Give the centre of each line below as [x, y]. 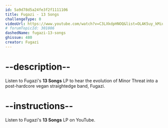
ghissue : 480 [19, 38]
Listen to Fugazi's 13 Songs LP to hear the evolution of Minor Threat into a [81, 81]
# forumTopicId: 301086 [30, 28]
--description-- [38, 66]
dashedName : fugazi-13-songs [35, 33]
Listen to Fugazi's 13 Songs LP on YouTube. [50, 120]
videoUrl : [15, 24]
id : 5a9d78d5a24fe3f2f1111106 [37, 10]
